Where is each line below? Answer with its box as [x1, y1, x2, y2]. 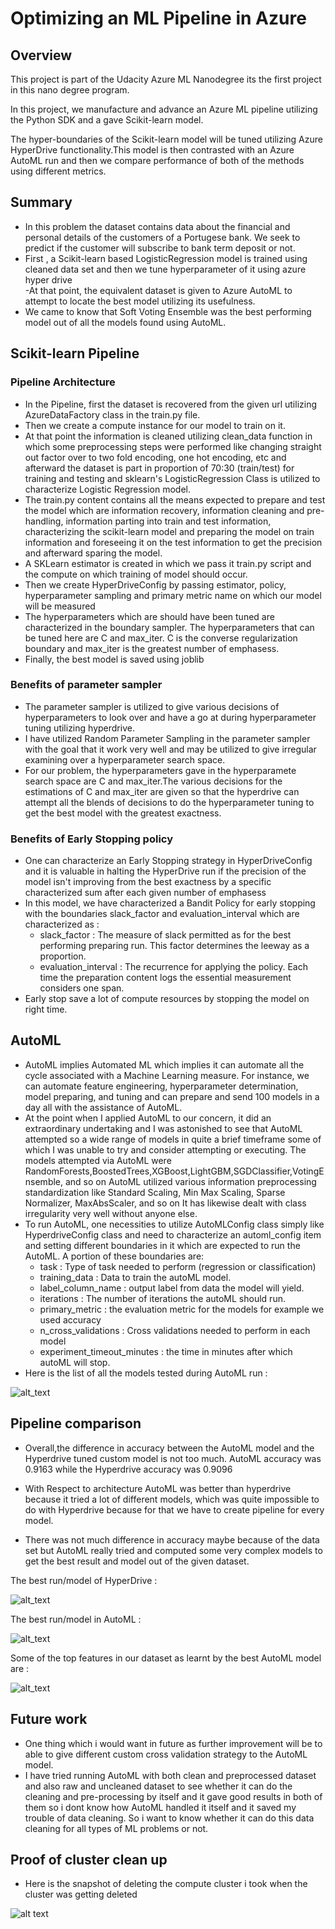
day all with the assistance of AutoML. [24, 1101, 183, 1113]
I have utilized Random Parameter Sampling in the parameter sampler [24, 732, 311, 744]
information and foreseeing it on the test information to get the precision [24, 536, 323, 548]
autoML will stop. [39, 1356, 111, 1368]
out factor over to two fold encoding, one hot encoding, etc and [24, 451, 287, 463]
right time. [24, 1003, 68, 1016]
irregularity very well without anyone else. [24, 1207, 198, 1219]
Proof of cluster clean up [10, 1851, 168, 1868]
